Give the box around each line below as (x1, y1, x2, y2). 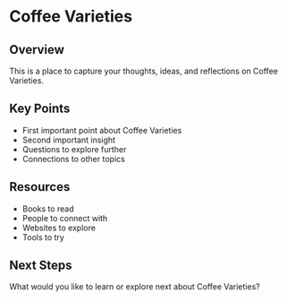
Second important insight (21, 134, 116, 145)
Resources (9, 179, 71, 194)
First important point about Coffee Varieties (21, 125, 182, 135)
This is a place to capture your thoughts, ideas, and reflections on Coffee (9, 65, 279, 76)
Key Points (9, 101, 71, 116)
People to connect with (21, 212, 108, 223)
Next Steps (9, 258, 72, 273)
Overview (9, 42, 65, 57)
